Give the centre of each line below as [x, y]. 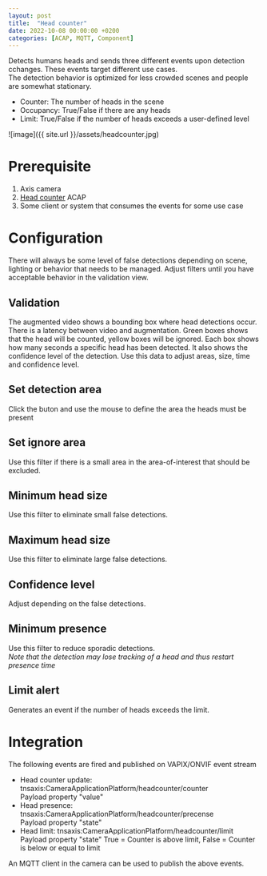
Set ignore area [47, 442]
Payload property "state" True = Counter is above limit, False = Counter [137, 839]
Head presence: [46, 805]
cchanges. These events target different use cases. [93, 70]
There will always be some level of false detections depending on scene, [128, 260]
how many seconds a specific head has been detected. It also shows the [128, 347]
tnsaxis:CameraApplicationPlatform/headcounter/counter [114, 788]
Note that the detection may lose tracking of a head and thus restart [121, 657]
